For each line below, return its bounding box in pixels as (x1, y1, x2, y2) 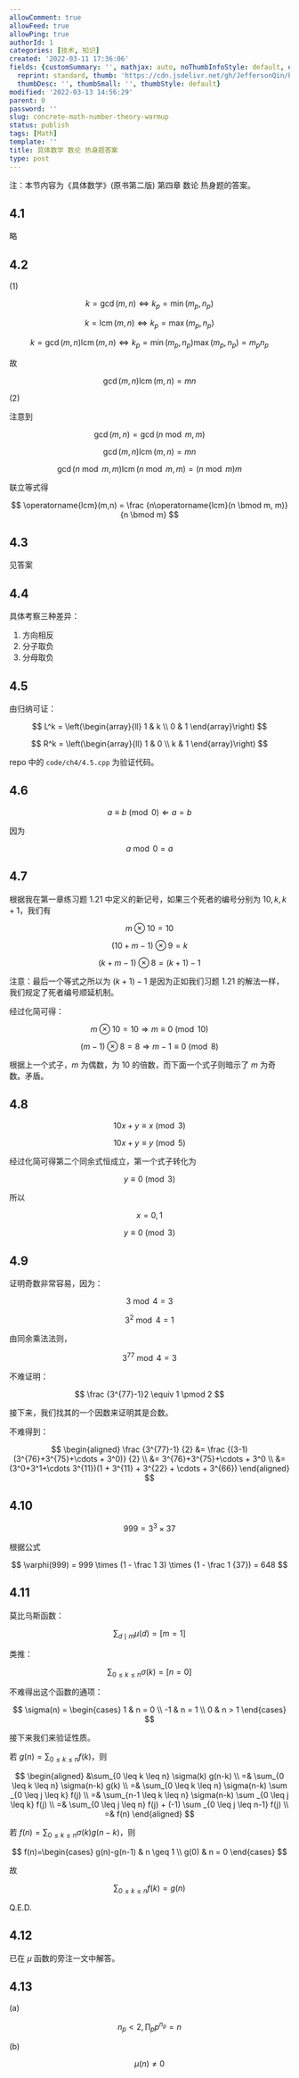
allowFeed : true (9, 21, 69, 30)
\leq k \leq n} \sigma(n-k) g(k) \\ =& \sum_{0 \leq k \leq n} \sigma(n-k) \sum (12, 1780, 287, 1791)
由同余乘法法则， (9, 1332, 72, 1343)
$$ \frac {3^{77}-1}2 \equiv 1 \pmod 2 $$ (74, 1389, 225, 1399)
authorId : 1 (9, 37, 53, 47)
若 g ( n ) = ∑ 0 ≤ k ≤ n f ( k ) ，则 (9, 1752, 108, 1764)
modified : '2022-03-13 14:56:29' (9, 87, 133, 96)
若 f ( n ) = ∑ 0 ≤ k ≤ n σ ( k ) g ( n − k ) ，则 (9, 1827, 136, 1840)
